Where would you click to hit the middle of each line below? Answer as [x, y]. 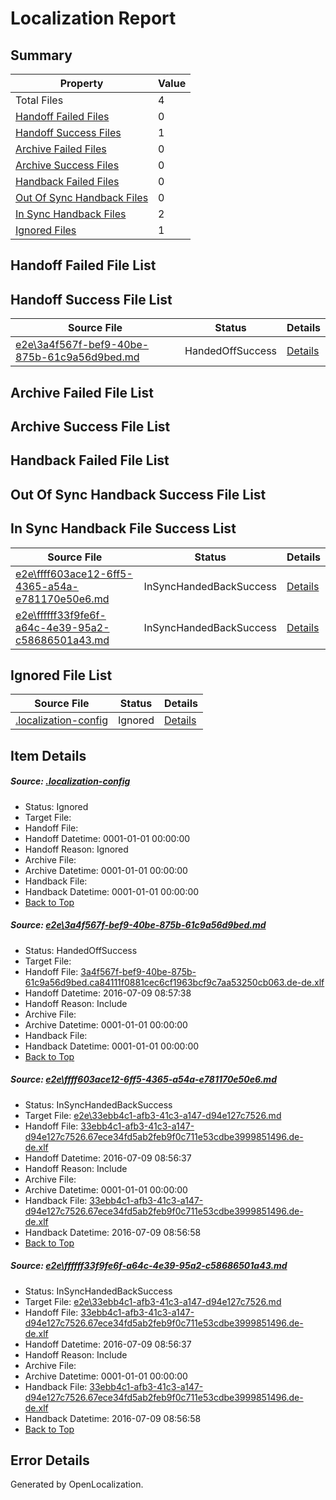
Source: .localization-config [70, 781]
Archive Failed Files [61, 149]
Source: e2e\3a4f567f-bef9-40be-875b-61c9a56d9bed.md [138, 925]
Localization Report [93, 18]
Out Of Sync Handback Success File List [138, 494]
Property [81, 83]
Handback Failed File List [90, 460]
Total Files [39, 100]
